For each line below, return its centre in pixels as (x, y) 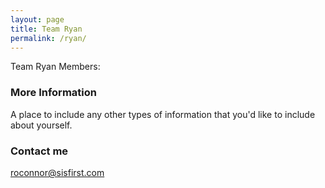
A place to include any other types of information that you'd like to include (163, 114)
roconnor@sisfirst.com (57, 172)
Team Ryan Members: (55, 67)
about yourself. (41, 125)
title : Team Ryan (46, 29)
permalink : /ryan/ (48, 38)
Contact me (39, 151)
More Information (53, 93)
